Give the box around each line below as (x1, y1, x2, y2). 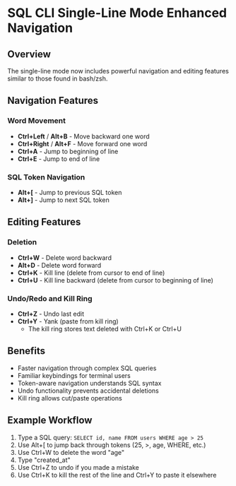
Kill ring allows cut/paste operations (17, 393, 122, 402)
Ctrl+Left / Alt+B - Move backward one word (17, 132, 150, 141)
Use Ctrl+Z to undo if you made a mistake (17, 463, 140, 471)
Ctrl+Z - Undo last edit (17, 309, 85, 318)
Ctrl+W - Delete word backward (17, 253, 112, 262)
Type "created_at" (17, 456, 71, 464)
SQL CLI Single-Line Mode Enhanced (7, 5, 228, 21)
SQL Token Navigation (7, 172, 85, 182)
